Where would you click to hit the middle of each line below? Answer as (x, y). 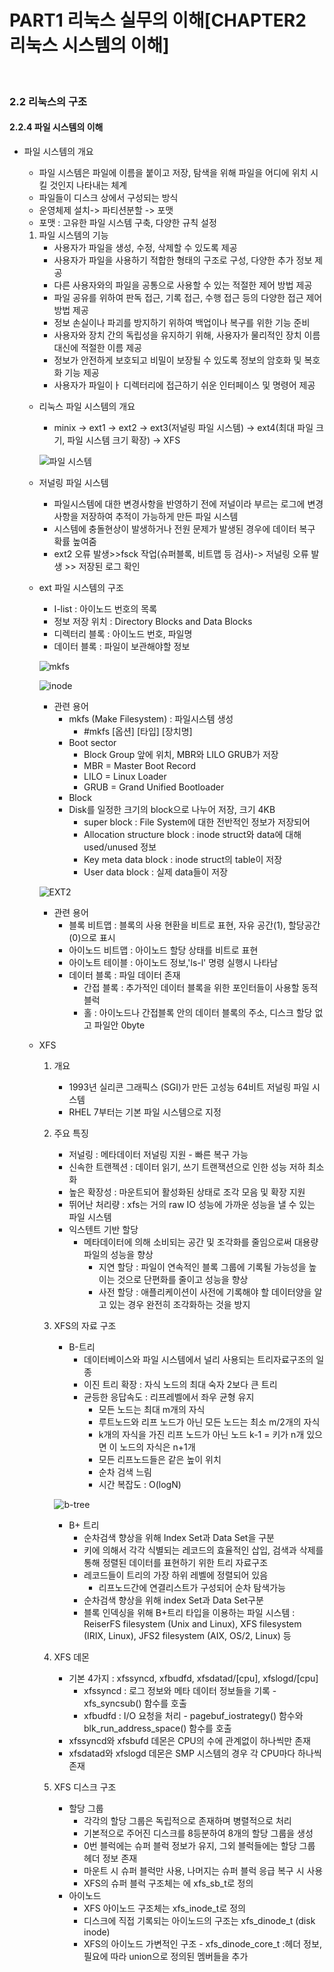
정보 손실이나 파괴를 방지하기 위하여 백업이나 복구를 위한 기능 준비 (182, 323)
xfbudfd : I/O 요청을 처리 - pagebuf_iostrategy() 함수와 (193, 1716)
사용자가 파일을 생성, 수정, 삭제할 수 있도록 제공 (145, 248)
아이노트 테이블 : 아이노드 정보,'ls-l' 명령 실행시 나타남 (173, 963)
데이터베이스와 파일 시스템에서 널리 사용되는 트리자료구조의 (198, 1360)
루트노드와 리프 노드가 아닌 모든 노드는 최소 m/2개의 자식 (209, 1422)
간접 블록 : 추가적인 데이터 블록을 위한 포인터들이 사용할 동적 (201, 988)
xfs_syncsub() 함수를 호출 (135, 1703)
